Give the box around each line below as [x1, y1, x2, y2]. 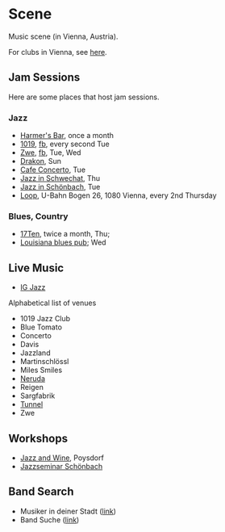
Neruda [19, 374, 46, 383]
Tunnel [19, 400, 44, 409]
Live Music [8, 261, 65, 274]
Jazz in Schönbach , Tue [19, 182, 101, 192]
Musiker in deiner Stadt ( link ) [19, 506, 117, 516]
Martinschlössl [19, 357, 69, 367]
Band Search [8, 485, 74, 499]
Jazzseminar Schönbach [19, 461, 103, 471]
